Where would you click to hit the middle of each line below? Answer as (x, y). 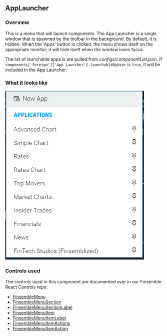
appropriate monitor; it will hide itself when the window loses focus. (75, 49)
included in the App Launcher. (36, 70)
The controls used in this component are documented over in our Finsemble (83, 282)
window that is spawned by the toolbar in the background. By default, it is (81, 39)
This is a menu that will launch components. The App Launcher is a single (81, 33)
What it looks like (26, 83)
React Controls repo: (26, 287)
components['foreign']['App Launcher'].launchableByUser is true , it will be (83, 64)
